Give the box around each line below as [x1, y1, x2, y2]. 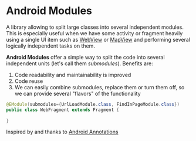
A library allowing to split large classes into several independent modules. [6, 23, 184, 31]
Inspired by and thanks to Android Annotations [6, 128, 119, 136]
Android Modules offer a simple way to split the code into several [6, 53, 165, 61]
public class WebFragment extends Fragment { [6, 107, 119, 113]
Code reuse [14, 78, 43, 85]
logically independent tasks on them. [6, 42, 96, 49]
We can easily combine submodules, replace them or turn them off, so [14, 83, 185, 90]
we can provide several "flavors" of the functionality [14, 90, 141, 97]
